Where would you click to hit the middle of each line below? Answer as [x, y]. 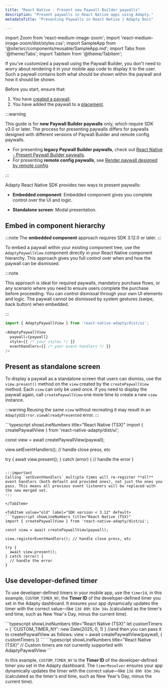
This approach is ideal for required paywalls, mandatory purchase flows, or [83, 283]
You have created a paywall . [42, 99]
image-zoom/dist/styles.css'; [35, 43]
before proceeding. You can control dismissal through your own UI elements [84, 294]
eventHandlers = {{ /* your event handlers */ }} [60, 346]
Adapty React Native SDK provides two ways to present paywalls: [73, 185]
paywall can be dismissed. [33, 264]
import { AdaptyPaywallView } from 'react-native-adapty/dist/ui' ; [77, 323]
